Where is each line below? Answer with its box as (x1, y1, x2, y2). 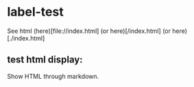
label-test (7, 4, 64, 20)
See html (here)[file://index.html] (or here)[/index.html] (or (7, 27, 171, 35)
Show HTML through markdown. (7, 72, 99, 80)
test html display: (7, 54, 84, 66)
